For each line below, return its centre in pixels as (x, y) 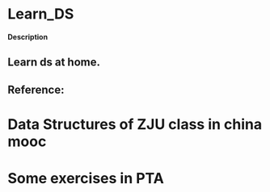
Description (28, 36)
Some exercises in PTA (86, 178)
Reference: (36, 90)
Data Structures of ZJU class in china (135, 124)
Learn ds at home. (54, 63)
